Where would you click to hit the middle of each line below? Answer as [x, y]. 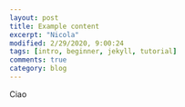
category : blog [38, 69]
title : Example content [55, 26]
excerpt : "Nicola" [44, 34]
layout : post [34, 18]
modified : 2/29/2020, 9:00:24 [67, 43]
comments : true [38, 60]
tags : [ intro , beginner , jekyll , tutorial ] [93, 52]
